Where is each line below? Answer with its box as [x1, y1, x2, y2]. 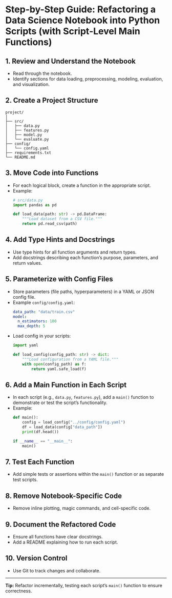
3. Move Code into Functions [5, 168, 99, 178]
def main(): [12, 415, 38, 420]
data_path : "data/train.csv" [12, 309, 75, 314]
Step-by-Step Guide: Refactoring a [5, 4, 156, 15]
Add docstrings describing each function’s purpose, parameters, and [12, 254, 159, 260]
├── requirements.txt [5, 150, 52, 155]
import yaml [12, 343, 38, 348]
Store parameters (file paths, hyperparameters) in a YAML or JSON [12, 288, 155, 295]
